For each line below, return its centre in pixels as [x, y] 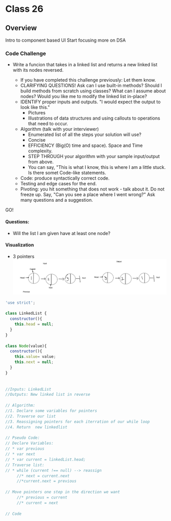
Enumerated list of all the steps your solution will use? [85, 134]
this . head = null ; [34, 324]
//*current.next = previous [47, 481]
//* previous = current [42, 498]
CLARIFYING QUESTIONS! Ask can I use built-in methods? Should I [91, 86]
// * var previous [25, 449]
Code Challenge [26, 53]
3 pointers [24, 256]
